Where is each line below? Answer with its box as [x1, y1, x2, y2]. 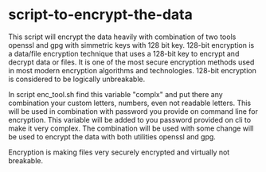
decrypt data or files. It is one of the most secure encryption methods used [8, 57, 255, 67]
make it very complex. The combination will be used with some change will [8, 123, 254, 133]
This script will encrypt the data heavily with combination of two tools [8, 32, 237, 41]
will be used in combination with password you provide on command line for [8, 106, 259, 116]
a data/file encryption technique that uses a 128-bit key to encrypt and [8, 49, 240, 58]
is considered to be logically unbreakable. [8, 74, 146, 84]
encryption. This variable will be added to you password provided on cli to [8, 115, 252, 124]
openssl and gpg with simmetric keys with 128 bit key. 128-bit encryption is [8, 40, 255, 49]
